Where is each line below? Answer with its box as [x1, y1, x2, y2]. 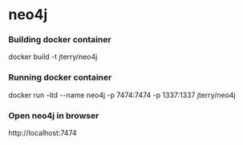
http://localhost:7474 [8, 128, 78, 138]
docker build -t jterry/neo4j [8, 52, 98, 61]
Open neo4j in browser [8, 110, 99, 121]
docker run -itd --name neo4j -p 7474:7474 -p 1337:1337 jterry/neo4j [8, 90, 236, 100]
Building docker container [8, 34, 111, 45]
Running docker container [8, 72, 112, 83]
